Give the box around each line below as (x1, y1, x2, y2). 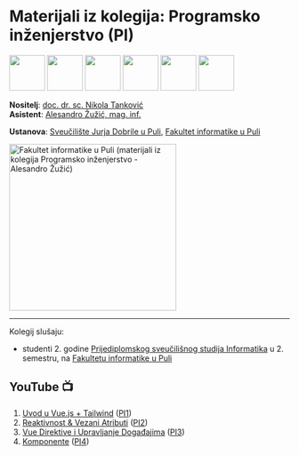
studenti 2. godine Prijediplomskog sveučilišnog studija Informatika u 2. (21, 343, 284, 354)
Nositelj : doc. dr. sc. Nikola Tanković (9, 100, 144, 110)
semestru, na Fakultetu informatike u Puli (21, 353, 173, 363)
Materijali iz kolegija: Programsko (9, 6, 261, 27)
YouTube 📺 (9, 379, 74, 395)
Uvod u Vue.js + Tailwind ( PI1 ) (21, 407, 132, 419)
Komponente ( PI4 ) (21, 435, 90, 446)
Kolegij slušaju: (9, 326, 65, 337)
